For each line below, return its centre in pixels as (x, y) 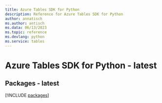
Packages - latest (32, 83)
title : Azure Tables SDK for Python (42, 10)
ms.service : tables (25, 41)
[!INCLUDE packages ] (27, 95)
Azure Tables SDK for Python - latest (81, 65)
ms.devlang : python (25, 37)
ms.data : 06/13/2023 (26, 28)
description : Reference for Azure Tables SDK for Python (64, 14)
